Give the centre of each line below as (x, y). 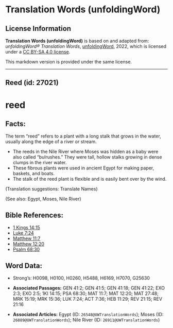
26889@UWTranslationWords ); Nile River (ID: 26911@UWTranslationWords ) (86, 320)
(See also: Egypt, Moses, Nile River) (43, 199)
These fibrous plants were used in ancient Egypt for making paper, (83, 168)
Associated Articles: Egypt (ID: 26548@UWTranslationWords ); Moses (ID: (88, 315)
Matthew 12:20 (29, 244)
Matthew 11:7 (27, 238)
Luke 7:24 (23, 233)
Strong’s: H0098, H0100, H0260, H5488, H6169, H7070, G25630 (81, 278)
